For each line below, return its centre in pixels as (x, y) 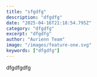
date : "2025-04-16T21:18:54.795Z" (49, 23)
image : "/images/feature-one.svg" (49, 45)
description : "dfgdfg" (34, 17)
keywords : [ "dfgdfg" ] (33, 51)
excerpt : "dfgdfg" (29, 34)
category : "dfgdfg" (30, 28)
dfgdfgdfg (18, 67)
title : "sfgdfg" (26, 12)
